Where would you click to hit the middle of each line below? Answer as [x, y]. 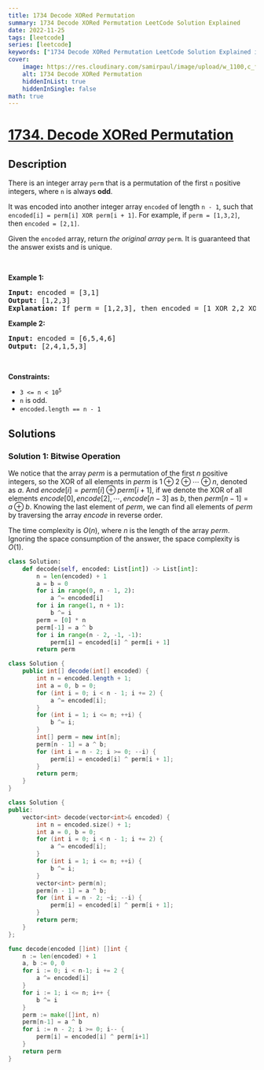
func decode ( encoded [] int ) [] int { [68, 949]
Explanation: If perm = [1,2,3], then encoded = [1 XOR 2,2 [126, 309]
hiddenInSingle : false [59, 89]
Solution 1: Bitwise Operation [64, 456]
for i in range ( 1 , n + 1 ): [81, 606]
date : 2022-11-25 [37, 30]
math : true [26, 96]
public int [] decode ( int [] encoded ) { [86, 671]
